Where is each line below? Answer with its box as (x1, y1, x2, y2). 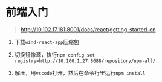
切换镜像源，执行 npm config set (14, 51, 96, 58)
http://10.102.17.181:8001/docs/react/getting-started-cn (20, 25, 156, 33)
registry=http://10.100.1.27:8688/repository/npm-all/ (14, 58, 156, 64)
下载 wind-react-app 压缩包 (14, 38, 80, 45)
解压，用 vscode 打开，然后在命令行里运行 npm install (14, 69, 146, 76)
